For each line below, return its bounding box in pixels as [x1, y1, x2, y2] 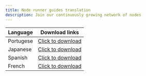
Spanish [8, 54, 28, 61]
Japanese [8, 46, 32, 53]
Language [8, 29, 33, 36]
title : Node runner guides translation [5, 7, 91, 13]
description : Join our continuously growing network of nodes [5, 12, 141, 17]
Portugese [8, 37, 33, 44]
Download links [40, 29, 79, 36]
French [8, 62, 25, 69]
